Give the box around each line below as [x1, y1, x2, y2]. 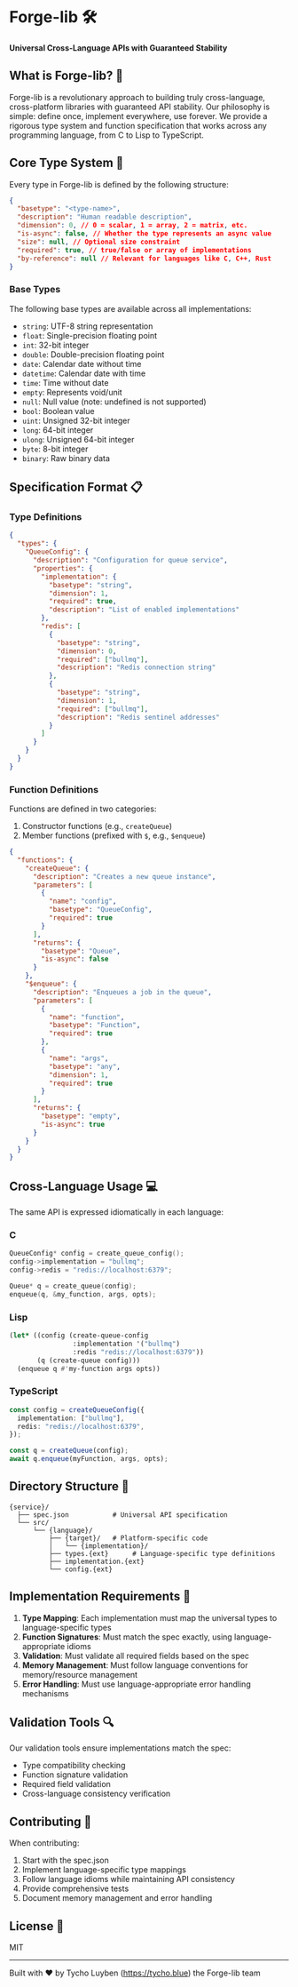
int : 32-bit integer [21, 339, 90, 350]
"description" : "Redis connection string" [56, 663, 216, 672]
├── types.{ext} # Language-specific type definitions [48, 1549, 276, 1558]
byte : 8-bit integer [21, 443, 89, 454]
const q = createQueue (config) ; [9, 1446, 129, 1456]
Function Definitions [9, 783, 99, 795]
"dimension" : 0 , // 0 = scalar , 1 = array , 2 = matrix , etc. [17, 221, 248, 230]
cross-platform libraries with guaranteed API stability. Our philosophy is [9, 101, 271, 112]
